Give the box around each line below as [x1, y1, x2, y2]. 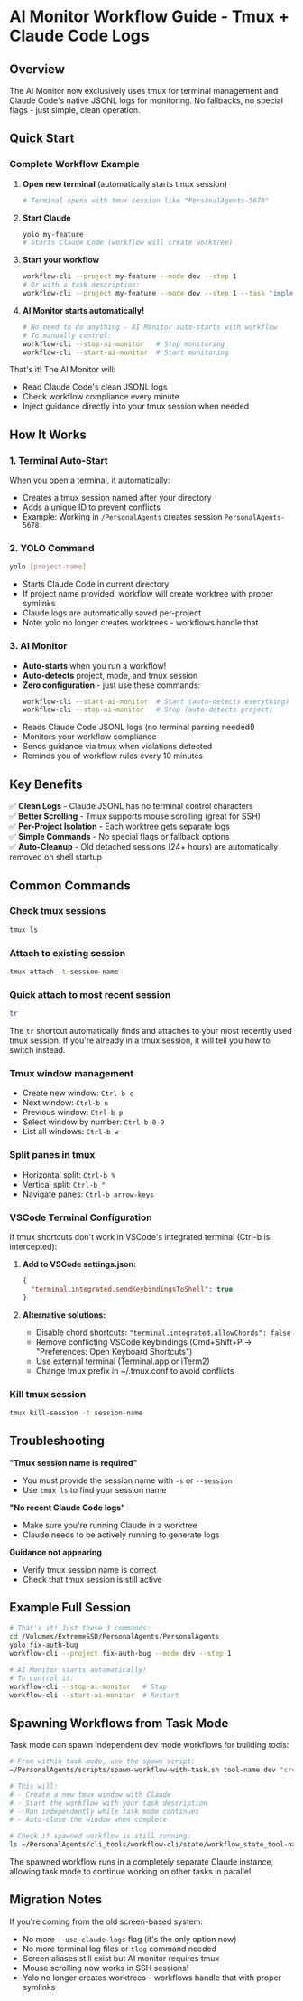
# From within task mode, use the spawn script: [9, 1757, 196, 1766]
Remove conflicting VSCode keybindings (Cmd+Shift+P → [35, 1336, 252, 1348]
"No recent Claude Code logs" [9, 1502, 126, 1513]
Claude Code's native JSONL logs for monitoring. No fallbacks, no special [9, 95, 284, 106]
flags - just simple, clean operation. [9, 105, 142, 115]
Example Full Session [9, 1600, 132, 1615]
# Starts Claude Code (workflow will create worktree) [22, 238, 234, 248]
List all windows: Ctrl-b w [22, 1126, 119, 1137]
